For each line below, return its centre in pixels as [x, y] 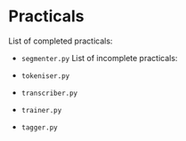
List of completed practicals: [61, 41]
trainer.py [41, 110]
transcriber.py [49, 93]
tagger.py [40, 127]
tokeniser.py [45, 76]
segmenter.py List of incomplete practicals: [99, 58]
